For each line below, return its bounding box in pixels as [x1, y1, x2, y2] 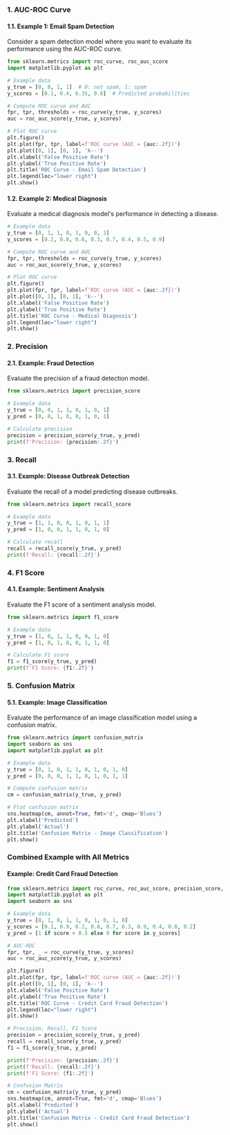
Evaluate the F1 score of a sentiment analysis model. [7, 600, 157, 609]
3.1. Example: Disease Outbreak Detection [7, 472, 130, 481]
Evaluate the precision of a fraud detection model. [7, 374, 150, 382]
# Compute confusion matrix [7, 785, 88, 792]
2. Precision [7, 341, 48, 351]
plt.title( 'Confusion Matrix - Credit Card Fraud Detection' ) [7, 1114, 190, 1121]
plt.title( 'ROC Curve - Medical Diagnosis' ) [7, 312, 137, 319]
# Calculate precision [7, 425, 73, 432]
